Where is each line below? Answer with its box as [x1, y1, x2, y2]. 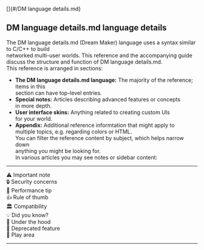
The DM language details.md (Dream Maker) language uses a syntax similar [6, 39, 196, 46]
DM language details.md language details [6, 22, 167, 33]
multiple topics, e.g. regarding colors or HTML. [15, 127, 132, 135]
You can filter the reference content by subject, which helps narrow [15, 134, 184, 141]
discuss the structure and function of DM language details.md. [6, 58, 163, 66]
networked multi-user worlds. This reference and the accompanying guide [6, 52, 192, 59]
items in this [15, 83, 46, 90]
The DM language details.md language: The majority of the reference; [15, 76, 193, 84]
